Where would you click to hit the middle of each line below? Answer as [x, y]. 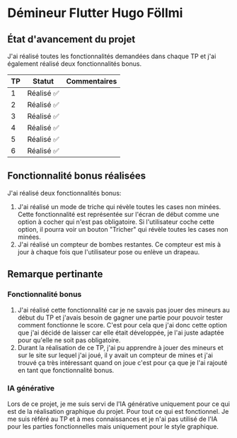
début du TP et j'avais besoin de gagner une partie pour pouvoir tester [120, 318]
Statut [44, 81]
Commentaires [92, 81]
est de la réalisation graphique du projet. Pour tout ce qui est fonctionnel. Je [118, 411]
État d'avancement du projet [71, 39]
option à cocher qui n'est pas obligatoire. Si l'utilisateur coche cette [116, 222]
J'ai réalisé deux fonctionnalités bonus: [64, 193]
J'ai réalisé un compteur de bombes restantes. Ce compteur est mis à [119, 244]
